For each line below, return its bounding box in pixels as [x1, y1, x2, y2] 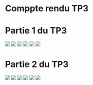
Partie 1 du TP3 [5, 25, 67, 36]
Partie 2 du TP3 [5, 59, 69, 70]
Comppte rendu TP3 [5, 3, 89, 14]
